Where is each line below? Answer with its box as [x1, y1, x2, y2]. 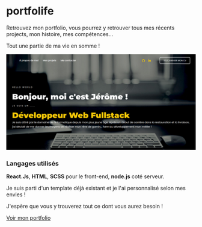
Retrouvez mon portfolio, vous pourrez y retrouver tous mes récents [6, 24, 175, 31]
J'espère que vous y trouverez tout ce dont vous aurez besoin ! [6, 203, 164, 210]
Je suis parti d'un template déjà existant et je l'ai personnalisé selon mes [6, 185, 186, 192]
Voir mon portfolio [6, 214, 51, 222]
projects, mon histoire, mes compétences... [6, 30, 114, 37]
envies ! [6, 191, 26, 198]
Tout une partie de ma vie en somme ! [6, 42, 100, 49]
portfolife [6, 4, 54, 18]
